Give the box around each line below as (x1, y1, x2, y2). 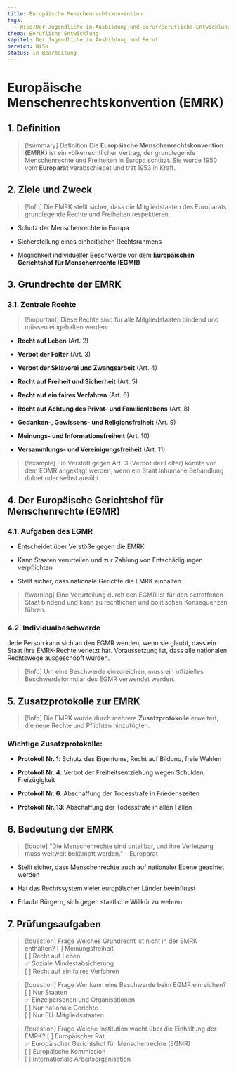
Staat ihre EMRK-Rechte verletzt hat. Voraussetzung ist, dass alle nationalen (7, 647, 227, 655)
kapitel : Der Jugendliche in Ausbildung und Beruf (7, 37, 159, 44)
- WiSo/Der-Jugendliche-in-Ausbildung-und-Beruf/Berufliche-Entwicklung (13, 23, 231, 30)
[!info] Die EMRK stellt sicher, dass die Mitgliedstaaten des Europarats (24, 202, 227, 211)
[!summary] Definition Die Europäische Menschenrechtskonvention (24, 141, 224, 150)
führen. (24, 605, 46, 614)
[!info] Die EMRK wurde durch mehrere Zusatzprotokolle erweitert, (24, 714, 219, 722)
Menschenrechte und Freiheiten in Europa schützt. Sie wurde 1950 (24, 156, 218, 164)
